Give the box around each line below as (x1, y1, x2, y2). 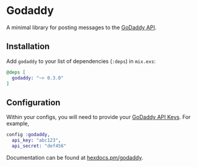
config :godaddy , (6, 132, 50, 138)
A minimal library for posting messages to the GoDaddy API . (6, 24, 157, 31)
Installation (6, 41, 50, 52)
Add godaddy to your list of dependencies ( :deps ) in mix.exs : (6, 57, 156, 64)
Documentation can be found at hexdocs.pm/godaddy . (6, 154, 143, 161)
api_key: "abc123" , (12, 137, 61, 143)
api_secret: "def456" (12, 143, 67, 149)
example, (6, 120, 29, 128)
